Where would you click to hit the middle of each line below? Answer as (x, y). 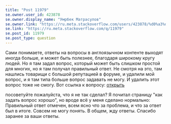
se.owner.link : (21, 24)
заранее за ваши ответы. (33, 116)
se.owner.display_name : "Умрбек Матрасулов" (53, 19)
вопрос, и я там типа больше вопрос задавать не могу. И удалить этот (82, 79)
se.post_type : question (31, 38)
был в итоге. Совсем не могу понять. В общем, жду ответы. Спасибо (81, 111)
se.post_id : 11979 (25, 33)
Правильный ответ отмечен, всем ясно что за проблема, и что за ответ (83, 105)
